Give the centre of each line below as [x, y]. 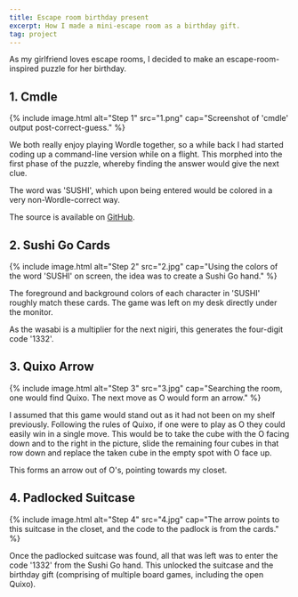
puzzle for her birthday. [84, 69]
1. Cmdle [33, 97]
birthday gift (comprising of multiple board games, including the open [137, 574]
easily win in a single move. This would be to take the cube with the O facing [149, 433]
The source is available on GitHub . [72, 217]
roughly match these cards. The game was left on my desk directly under [143, 303]
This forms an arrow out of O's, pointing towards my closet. [118, 470]
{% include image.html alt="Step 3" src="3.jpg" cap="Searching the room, [146, 388]
